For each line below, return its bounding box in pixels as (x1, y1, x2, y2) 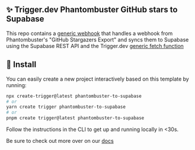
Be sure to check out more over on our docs (6, 138, 114, 144)
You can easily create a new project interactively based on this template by (6, 75, 190, 82)
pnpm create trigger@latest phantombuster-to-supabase (6, 115, 145, 121)
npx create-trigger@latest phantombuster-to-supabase (6, 93, 142, 99)
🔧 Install (6, 59, 37, 70)
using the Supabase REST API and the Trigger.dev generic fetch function (6, 42, 184, 49)
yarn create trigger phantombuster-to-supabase (6, 104, 126, 110)
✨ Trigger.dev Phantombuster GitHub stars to (6, 5, 178, 15)
